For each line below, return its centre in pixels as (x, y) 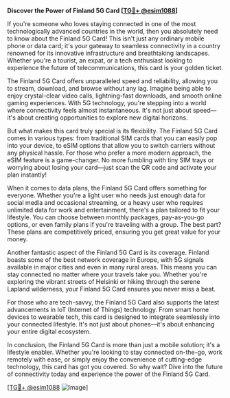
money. (18, 239)
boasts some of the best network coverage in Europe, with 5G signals (106, 260)
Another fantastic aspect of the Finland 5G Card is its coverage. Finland (108, 252)
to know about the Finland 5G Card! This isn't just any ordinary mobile (106, 38)
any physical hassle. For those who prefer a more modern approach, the (109, 153)
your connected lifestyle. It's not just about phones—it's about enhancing (111, 324)
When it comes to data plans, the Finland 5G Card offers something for (107, 188)
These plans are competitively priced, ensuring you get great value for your (114, 232)
